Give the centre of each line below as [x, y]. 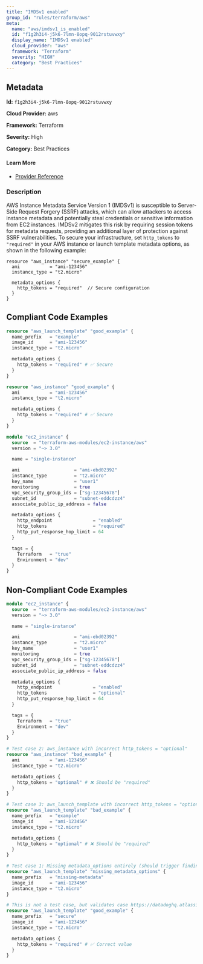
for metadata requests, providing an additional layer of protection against [97, 231]
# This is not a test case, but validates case [67, 905]
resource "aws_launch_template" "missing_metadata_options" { [86, 872]
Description [24, 192]
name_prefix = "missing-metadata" [58, 877]
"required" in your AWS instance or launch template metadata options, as [98, 244]
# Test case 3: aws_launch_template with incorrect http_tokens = [92, 804]
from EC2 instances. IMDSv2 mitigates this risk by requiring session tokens [100, 224]
